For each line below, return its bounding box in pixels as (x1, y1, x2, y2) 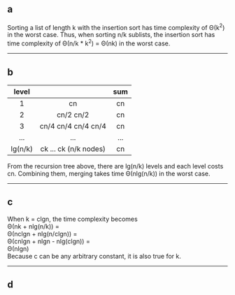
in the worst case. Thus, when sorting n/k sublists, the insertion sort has (7, 31, 215, 39)
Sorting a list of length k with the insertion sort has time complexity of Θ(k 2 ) (7, 22, 225, 31)
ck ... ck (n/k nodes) (40, 144, 106, 154)
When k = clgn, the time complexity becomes (7, 215, 138, 223)
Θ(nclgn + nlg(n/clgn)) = (7, 229, 78, 238)
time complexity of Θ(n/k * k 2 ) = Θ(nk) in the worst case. (7, 38, 171, 48)
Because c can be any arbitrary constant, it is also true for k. (7, 252, 182, 260)
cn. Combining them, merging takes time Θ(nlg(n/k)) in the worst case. (7, 169, 211, 178)
